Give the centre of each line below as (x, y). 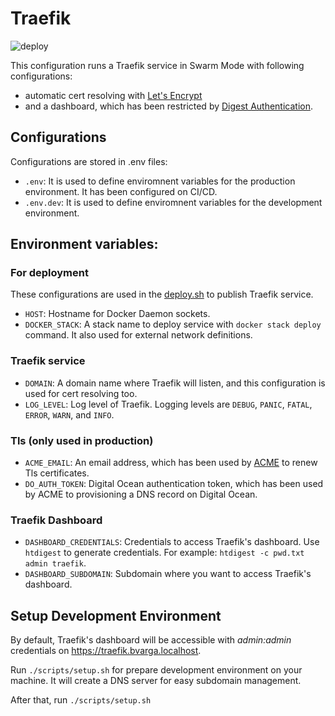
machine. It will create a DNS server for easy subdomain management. (156, 681)
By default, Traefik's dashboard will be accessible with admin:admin (151, 640)
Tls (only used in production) (82, 440)
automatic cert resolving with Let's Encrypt (113, 95)
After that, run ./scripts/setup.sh (81, 700)
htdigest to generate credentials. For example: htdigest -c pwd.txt (164, 553)
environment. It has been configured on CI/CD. (121, 191)
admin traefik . (55, 563)
